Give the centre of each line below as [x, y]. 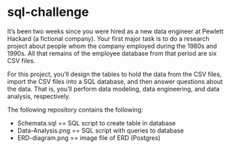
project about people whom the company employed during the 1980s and [112, 46]
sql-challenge [48, 12]
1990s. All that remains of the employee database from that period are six [112, 53]
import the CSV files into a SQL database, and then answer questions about [115, 81]
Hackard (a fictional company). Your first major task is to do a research [108, 38]
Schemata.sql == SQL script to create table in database [96, 123]
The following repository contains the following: [75, 109]
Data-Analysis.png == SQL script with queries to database [100, 130]
